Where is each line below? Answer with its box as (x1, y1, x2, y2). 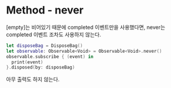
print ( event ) (11, 59, 44, 65)
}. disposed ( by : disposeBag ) (6, 65, 75, 70)
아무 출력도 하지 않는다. (6, 76, 60, 83)
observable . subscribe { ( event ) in (6, 53, 94, 59)
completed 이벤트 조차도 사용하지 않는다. (6, 31, 101, 38)
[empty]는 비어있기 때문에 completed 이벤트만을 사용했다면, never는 (6, 23, 166, 31)
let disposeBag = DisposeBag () (6, 42, 83, 49)
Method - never (6, 4, 84, 17)
